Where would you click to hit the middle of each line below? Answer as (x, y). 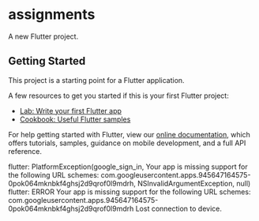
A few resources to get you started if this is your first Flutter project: (118, 96)
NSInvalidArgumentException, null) (194, 183)
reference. (25, 151)
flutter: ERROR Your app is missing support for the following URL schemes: (129, 192)
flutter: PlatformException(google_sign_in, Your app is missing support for (128, 167)
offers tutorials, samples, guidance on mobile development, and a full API (127, 143)
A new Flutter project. (43, 36)
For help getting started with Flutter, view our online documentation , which (129, 134)
